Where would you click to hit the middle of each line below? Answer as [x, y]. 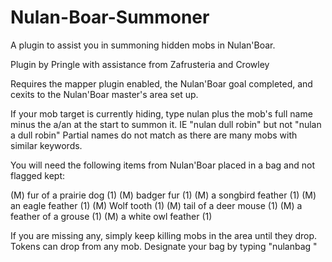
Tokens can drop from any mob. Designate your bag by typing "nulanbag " [164, 246]
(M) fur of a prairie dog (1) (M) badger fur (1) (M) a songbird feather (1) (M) [163, 195]
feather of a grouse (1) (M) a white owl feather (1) [111, 216]
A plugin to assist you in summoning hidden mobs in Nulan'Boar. [143, 45]
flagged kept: [37, 175]
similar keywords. [46, 145]
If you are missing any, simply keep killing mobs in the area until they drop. [164, 235]
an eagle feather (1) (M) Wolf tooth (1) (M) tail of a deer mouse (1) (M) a [156, 205]
